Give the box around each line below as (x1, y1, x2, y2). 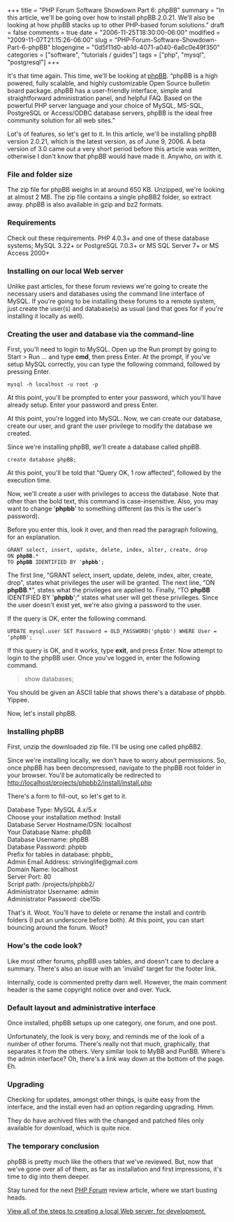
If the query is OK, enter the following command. (7, 614, 147, 623)
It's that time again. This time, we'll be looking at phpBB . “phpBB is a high (7, 71, 218, 80)
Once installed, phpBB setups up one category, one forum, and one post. (7, 1019, 218, 1027)
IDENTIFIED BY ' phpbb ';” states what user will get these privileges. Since (7, 593, 219, 602)
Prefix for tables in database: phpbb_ (7, 850, 114, 859)
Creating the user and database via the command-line (7, 329, 194, 339)
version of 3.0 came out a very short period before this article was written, (7, 145, 221, 153)
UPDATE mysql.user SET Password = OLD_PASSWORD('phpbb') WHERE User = (7, 628, 217, 635)
